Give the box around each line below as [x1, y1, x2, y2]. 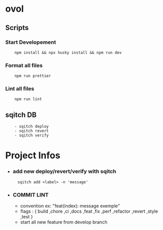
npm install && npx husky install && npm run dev [14, 50, 122, 55]
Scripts [5, 23, 29, 32]
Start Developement [5, 39, 57, 46]
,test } [20, 214, 33, 220]
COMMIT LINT [12, 191, 49, 198]
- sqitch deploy [14, 124, 49, 129]
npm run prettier [14, 73, 51, 79]
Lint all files [5, 85, 35, 92]
